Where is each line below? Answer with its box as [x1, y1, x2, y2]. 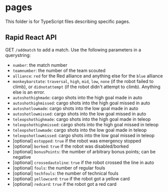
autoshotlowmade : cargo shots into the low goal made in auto [12, 105, 139, 111]
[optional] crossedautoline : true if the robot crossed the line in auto [12, 159, 154, 166]
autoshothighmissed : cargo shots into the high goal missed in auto [12, 100, 151, 106]
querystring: [5, 52, 31, 58]
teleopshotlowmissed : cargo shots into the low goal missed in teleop [12, 132, 155, 139]
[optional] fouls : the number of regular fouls [12, 164, 106, 171]
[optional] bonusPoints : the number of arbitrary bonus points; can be [12, 148, 156, 154]
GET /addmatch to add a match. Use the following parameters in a [5, 46, 141, 52]
